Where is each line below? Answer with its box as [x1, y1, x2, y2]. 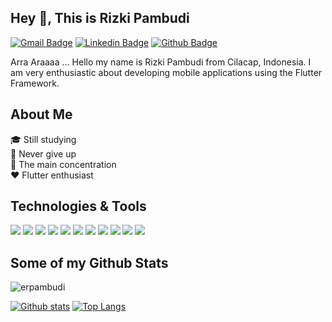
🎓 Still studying [10, 133, 77, 145]
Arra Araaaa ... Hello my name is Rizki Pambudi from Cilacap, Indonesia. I [10, 56, 312, 68]
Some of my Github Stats [10, 254, 169, 271]
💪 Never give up [10, 147, 77, 160]
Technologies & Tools [10, 198, 147, 215]
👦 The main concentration [10, 158, 117, 170]
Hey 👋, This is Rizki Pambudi [10, 10, 190, 27]
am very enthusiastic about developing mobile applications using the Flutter [10, 66, 323, 78]
